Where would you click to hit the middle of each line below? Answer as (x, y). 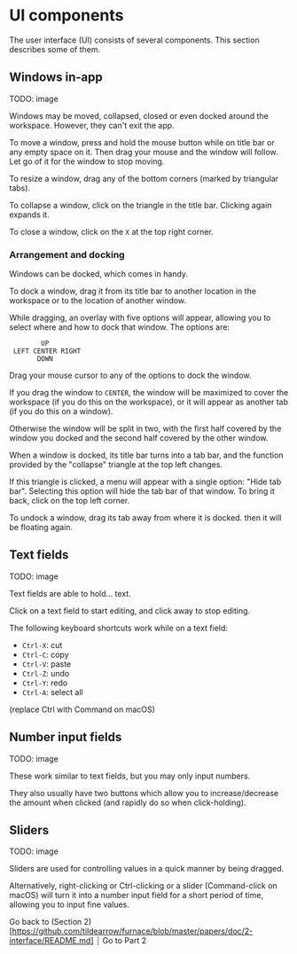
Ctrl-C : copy (45, 654)
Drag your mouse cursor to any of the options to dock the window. (130, 375)
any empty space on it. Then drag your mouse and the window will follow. (144, 152)
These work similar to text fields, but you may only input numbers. (130, 776)
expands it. (30, 215)
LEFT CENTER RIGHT (47, 351)
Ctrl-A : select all (52, 692)
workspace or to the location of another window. (98, 301)
